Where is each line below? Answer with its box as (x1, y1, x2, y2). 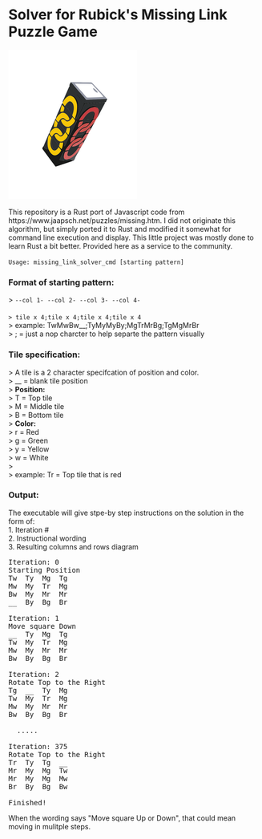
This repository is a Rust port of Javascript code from (8, 207, 185, 217)
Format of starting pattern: (8, 277, 115, 288)
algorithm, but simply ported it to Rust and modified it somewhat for (8, 224, 232, 233)
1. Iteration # (8, 525, 50, 534)
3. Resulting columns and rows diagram (8, 541, 139, 551)
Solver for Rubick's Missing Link (8, 6, 228, 24)
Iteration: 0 (8, 557, 60, 566)
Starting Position (8, 565, 81, 574)
